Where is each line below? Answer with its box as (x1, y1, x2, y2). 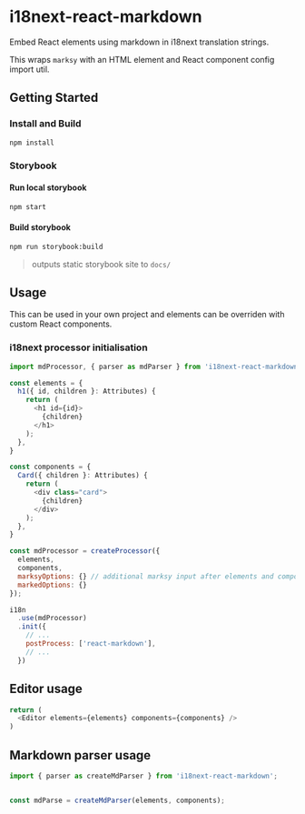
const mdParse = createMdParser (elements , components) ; (9, 796, 225, 805)
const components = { (9, 462, 92, 472)
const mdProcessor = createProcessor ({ (9, 547, 161, 556)
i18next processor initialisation (9, 341, 148, 354)
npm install (9, 138, 54, 147)
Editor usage (9, 681, 84, 697)
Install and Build (9, 117, 82, 130)
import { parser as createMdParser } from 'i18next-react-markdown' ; (9, 771, 279, 780)
